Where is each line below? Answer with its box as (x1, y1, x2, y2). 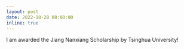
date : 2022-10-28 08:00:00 (6, 14, 73, 20)
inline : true (6, 20, 39, 26)
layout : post (6, 8, 39, 15)
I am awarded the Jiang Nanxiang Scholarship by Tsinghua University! (6, 36, 179, 44)
